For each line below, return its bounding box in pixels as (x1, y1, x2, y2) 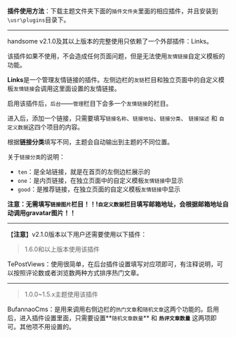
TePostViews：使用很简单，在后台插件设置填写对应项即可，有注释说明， (7, 260, 218, 268)
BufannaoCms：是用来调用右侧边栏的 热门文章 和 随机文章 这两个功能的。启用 (7, 305, 220, 313)
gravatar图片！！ (25, 209, 76, 216)
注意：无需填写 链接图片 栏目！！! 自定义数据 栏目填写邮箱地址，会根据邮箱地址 (7, 200, 223, 208)
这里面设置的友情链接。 (52, 84, 121, 92)
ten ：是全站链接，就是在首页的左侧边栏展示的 (17, 167, 151, 176)
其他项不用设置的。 (19, 322, 75, 331)
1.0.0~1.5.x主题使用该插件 (24, 290, 98, 298)
